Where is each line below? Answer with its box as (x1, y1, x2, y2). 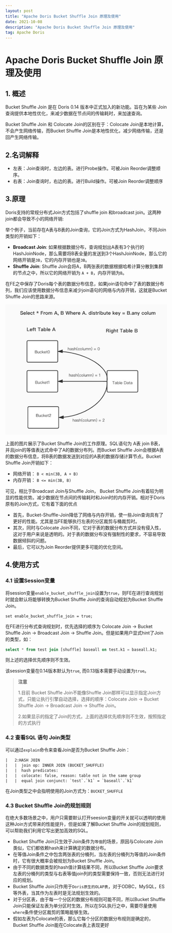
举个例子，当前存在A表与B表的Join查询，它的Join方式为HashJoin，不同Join (5, 226, 166, 232)
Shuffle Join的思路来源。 (5, 293, 58, 299)
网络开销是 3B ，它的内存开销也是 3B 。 (12, 257, 90, 263)
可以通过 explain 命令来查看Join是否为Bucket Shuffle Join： (5, 746, 130, 753)
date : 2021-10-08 (5, 19, 43, 24)
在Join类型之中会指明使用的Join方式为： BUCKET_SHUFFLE (5, 787, 123, 794)
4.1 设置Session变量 (5, 577, 55, 584)
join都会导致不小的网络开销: (5, 216, 64, 222)
